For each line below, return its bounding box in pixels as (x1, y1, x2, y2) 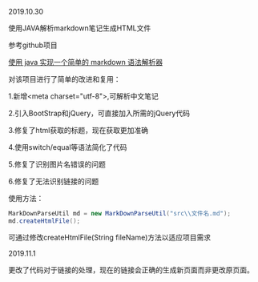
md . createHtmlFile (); (8, 216, 81, 225)
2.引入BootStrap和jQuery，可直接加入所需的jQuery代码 (8, 108, 191, 118)
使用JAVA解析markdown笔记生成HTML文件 (8, 23, 151, 33)
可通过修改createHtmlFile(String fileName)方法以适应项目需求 (8, 232, 212, 242)
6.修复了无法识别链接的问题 (8, 176, 99, 186)
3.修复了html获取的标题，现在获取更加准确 (8, 126, 148, 135)
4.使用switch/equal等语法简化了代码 (8, 143, 127, 151)
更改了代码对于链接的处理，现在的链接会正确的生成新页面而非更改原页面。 (8, 264, 254, 275)
